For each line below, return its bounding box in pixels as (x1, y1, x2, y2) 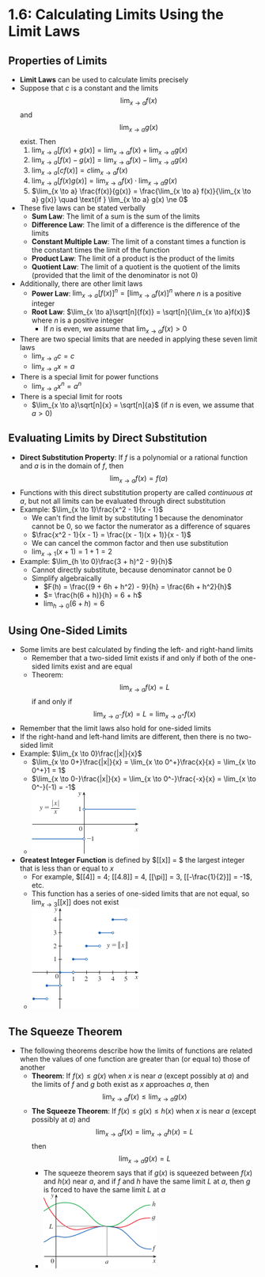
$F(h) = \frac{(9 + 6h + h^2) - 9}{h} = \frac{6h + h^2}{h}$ (43, 582, 232, 592)
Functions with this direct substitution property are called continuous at (19, 487, 253, 497)
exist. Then (19, 136, 57, 146)
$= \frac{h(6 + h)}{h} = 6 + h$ (43, 590, 142, 600)
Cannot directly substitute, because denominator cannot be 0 (31, 565, 232, 575)
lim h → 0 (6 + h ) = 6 (43, 599, 105, 611)
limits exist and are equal (51, 661, 133, 671)
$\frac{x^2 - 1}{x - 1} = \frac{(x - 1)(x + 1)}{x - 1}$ (31, 529, 191, 539)
